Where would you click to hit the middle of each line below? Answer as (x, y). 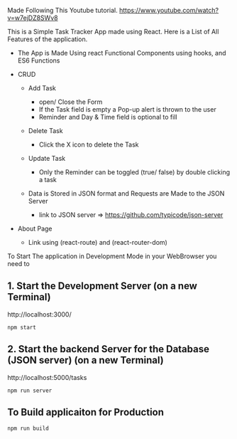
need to (18, 264)
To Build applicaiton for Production (86, 412)
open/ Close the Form (71, 102)
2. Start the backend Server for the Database (108, 349)
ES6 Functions (39, 60)
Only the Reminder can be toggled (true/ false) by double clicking (134, 172)
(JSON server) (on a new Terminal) (86, 360)
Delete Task (45, 131)
